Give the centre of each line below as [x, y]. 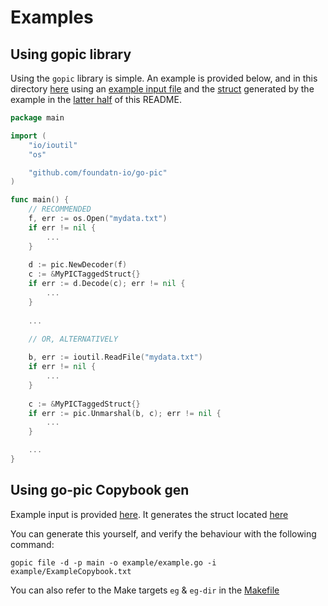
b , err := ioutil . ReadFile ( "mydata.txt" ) [115, 357]
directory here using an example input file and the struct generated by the [162, 89]
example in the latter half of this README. [96, 99]
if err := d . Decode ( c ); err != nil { [107, 284]
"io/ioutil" [53, 145]
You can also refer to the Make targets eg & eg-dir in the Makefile [145, 590]
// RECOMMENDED [60, 209]
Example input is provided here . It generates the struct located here [149, 514]
